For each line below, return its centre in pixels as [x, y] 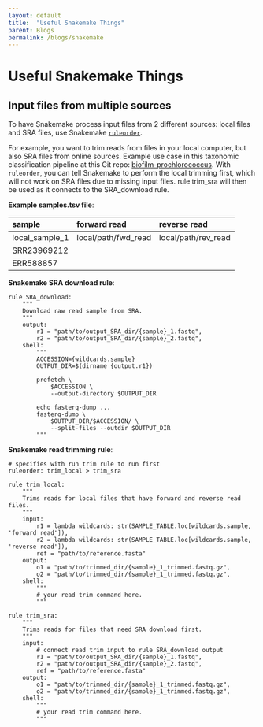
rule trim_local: [37, 485]
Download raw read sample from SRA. [83, 311]
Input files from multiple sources [90, 105]
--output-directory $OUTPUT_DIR [103, 394]
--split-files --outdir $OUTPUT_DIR [110, 428]
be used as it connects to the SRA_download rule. [89, 190]
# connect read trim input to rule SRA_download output [130, 651]
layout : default [35, 15]
